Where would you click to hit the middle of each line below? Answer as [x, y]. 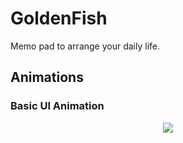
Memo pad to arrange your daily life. [85, 46]
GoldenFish [59, 18]
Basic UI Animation [57, 106]
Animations [47, 77]
